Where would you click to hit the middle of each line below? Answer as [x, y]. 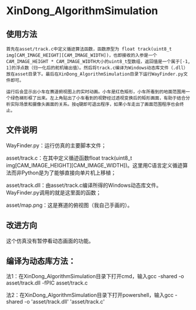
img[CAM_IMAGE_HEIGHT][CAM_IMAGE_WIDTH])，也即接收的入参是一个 [82, 55]
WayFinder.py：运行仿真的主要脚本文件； [56, 145]
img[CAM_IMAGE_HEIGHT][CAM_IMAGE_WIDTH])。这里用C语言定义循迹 [94, 165]
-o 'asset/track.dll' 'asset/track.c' [64, 302]
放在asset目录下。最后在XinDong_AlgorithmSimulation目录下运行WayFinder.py [95, 74]
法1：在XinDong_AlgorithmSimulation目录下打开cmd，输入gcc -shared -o [95, 276]
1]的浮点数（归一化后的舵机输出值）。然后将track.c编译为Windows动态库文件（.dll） [97, 68]
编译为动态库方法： [41, 261]
